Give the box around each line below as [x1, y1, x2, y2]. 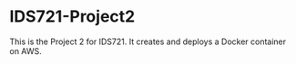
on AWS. [9, 45, 43, 56]
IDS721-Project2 [9, 6, 136, 27]
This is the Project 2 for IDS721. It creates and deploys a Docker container [9, 36, 287, 47]
